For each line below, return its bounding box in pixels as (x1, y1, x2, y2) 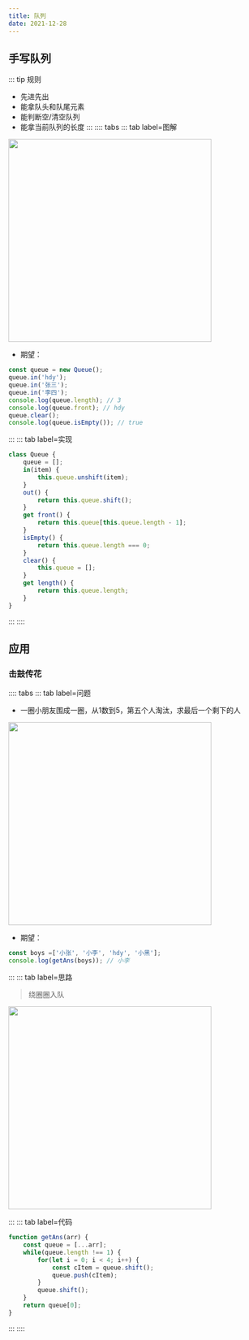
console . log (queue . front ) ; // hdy (8, 404, 126, 412)
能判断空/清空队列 (19, 112, 80, 122)
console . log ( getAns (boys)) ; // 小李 (8, 957, 130, 965)
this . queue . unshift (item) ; (37, 473, 129, 482)
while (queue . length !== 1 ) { (23, 1248, 122, 1256)
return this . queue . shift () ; (37, 496, 132, 504)
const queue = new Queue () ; (8, 366, 104, 374)
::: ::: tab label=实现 (8, 434, 73, 444)
